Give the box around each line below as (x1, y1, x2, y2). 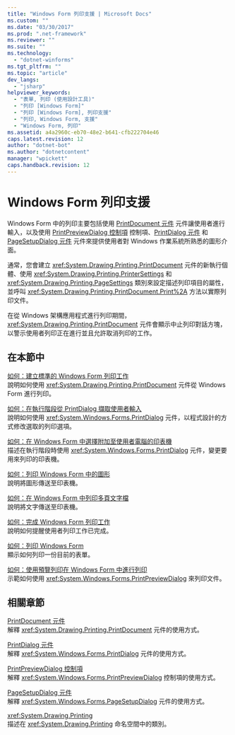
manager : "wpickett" (7, 155, 68, 163)
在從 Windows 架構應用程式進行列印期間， (7, 311, 131, 319)
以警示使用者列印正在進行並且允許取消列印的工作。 (7, 328, 156, 337)
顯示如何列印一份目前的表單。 (7, 550, 94, 559)
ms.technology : (7, 50, 52, 57)
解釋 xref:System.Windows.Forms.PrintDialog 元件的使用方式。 (7, 649, 191, 658)
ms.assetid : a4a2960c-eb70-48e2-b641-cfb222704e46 (7, 129, 159, 136)
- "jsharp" (13, 83, 46, 90)
